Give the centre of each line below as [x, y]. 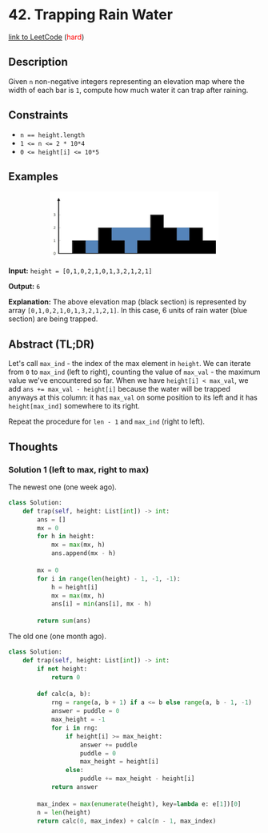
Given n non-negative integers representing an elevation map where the [127, 81]
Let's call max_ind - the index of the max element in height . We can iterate [130, 364]
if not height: [62, 669]
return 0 [66, 677]
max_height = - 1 [78, 719]
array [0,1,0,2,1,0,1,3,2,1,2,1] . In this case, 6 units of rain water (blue [128, 311]
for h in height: [66, 537]
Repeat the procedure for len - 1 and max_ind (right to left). [107, 421]
